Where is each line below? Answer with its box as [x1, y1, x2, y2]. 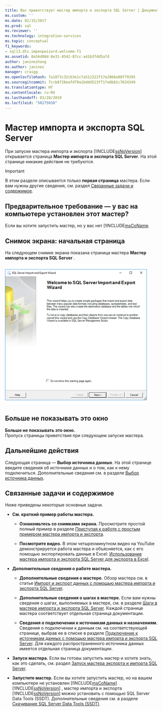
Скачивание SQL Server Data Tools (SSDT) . [12, 701, 101, 707]
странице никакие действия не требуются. [5, 159, 95, 165]
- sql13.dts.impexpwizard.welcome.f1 [5, 49, 81, 54]
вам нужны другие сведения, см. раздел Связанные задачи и [5, 183, 133, 189]
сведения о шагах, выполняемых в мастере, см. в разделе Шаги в [19, 600, 158, 606]
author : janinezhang [5, 59, 47, 64]
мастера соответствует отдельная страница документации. [19, 611, 144, 616]
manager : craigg [5, 70, 38, 75]
